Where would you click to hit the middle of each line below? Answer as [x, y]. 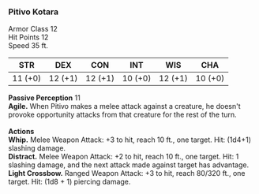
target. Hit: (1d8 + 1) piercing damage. [69, 182]
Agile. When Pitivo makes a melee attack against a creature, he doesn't [124, 106]
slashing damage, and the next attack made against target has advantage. [129, 165]
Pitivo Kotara [34, 12]
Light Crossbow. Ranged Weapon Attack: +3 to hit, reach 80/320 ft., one [127, 173]
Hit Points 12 [28, 37]
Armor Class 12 [33, 29]
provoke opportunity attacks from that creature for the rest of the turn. [122, 115]
